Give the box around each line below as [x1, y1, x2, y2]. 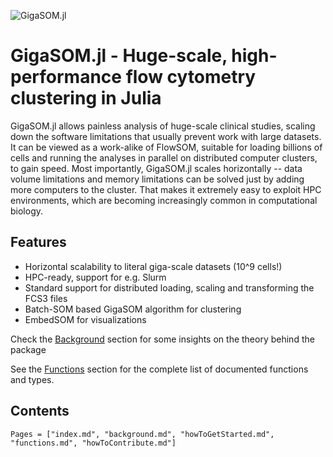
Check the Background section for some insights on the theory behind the [10, 333, 315, 345]
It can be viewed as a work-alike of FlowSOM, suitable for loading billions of [10, 141, 323, 153]
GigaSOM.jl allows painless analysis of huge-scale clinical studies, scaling [10, 120, 316, 132]
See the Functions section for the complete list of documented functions [10, 363, 309, 375]
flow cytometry [125, 66, 257, 89]
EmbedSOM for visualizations [24, 313, 147, 325]
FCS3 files [24, 292, 68, 304]
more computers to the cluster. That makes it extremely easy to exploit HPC [10, 183, 322, 195]
